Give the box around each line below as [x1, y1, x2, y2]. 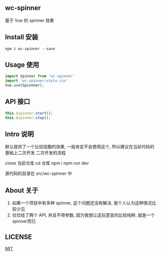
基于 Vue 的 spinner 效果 [5, 17, 54, 23]
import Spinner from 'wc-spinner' [5, 74, 75, 79]
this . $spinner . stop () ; [5, 115, 51, 120]
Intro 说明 [5, 130, 34, 138]
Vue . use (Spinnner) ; [5, 83, 45, 88]
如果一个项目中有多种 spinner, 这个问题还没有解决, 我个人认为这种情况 [12, 200, 152, 206]
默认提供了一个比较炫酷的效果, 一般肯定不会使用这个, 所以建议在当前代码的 [5, 144, 154, 150]
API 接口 [5, 97, 31, 106]
